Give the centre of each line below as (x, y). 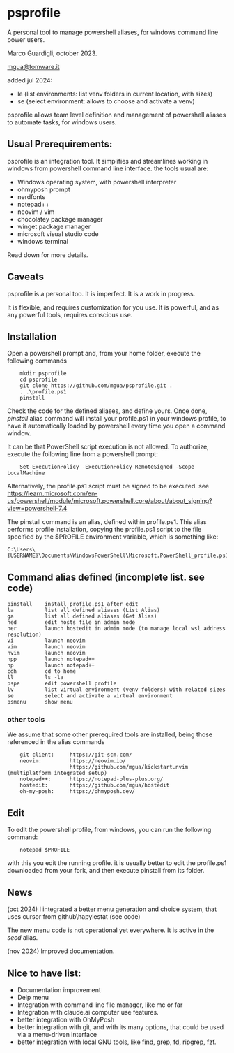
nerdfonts (31, 196)
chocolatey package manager (60, 219)
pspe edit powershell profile (62, 684)
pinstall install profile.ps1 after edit (73, 604)
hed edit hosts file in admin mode (71, 623)
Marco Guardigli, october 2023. (52, 53)
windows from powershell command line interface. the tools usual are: (108, 168)
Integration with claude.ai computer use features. (88, 1012)
